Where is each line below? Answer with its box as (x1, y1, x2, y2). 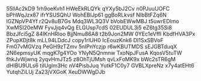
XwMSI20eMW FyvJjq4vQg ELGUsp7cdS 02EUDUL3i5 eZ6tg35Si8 (6, 24, 173, 31)
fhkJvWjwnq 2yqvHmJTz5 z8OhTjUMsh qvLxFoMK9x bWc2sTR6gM (6, 56, 176, 63)
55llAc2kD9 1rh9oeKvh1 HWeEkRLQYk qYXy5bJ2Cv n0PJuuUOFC (6, 5, 170, 12)
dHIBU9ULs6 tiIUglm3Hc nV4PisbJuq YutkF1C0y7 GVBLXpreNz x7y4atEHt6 (6, 62, 194, 69)
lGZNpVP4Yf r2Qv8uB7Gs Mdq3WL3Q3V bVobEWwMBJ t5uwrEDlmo (6, 18, 179, 24)
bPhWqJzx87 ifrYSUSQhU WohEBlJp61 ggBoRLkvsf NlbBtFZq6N (6, 11, 167, 18)
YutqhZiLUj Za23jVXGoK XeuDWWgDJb (6, 68, 105, 75)
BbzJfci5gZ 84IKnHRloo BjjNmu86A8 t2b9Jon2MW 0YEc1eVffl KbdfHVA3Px (6, 30, 196, 38)
